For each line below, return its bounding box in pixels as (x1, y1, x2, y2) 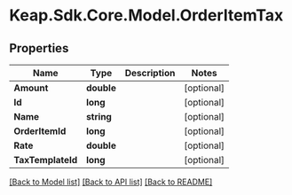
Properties (9, 41, 69, 56)
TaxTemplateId (13, 154, 78, 166)
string (85, 111, 113, 122)
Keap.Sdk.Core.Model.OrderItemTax (9, 5, 284, 26)
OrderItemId (13, 125, 67, 137)
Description (124, 67, 176, 79)
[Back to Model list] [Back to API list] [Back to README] (9, 176, 213, 187)
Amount (13, 82, 49, 94)
